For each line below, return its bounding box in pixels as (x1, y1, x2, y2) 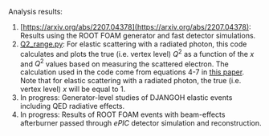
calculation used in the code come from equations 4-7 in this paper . (19, 67, 245, 77)
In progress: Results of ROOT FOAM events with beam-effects (19, 110, 226, 119)
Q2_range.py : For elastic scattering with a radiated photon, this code (19, 39, 247, 49)
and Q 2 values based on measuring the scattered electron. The (19, 58, 229, 69)
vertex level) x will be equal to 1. (19, 84, 126, 94)
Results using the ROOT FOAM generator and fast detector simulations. (19, 31, 256, 40)
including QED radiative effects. (19, 102, 125, 111)
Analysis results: (8, 7, 63, 16)
